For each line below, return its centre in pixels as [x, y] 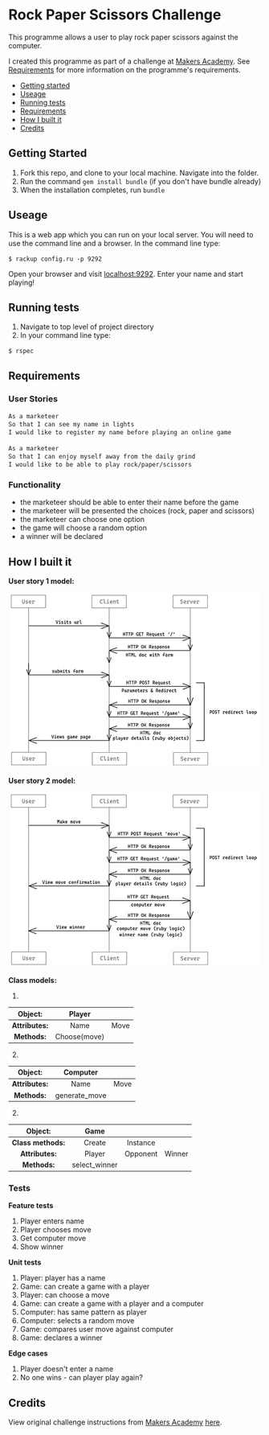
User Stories [33, 398]
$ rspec [21, 352]
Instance [141, 1142]
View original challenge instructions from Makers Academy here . [115, 1422]
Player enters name [52, 1221]
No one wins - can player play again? [81, 1378]
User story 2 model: [42, 781]
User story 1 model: [41, 582]
